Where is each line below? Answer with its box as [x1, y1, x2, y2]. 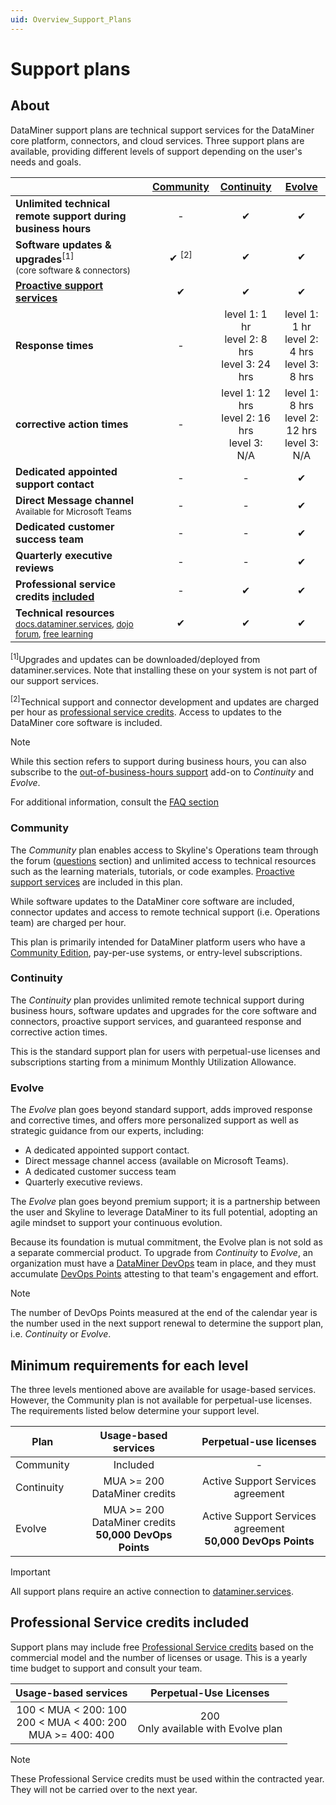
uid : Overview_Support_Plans [10, 14, 132, 25]
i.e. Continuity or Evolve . [10, 1328, 112, 1340]
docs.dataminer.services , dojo [15, 618, 134, 630]
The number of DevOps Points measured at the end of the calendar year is [10, 1307, 318, 1319]
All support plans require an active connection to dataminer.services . [10, 1585, 294, 1597]
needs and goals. [10, 156, 82, 168]
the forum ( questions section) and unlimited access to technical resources [10, 854, 317, 866]
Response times [15, 338, 94, 352]
